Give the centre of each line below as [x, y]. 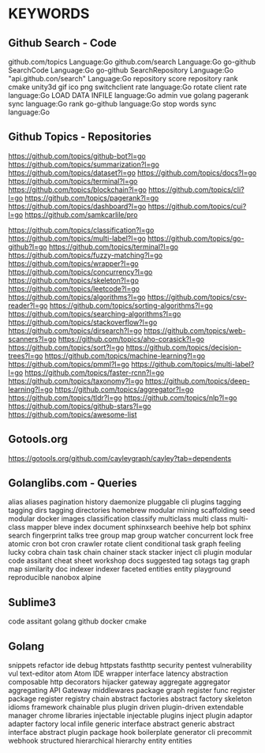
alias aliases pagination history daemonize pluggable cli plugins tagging [125, 502]
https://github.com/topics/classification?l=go [81, 230]
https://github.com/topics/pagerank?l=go [92, 197]
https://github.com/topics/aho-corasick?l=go [131, 339]
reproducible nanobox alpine [55, 578]
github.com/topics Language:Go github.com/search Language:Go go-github [132, 62]
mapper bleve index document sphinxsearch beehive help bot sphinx [139, 527]
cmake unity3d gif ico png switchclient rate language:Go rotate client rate [127, 87]
